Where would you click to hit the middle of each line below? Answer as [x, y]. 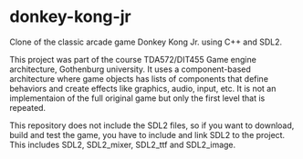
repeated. [28, 107]
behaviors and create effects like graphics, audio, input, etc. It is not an [143, 88]
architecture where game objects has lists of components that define [139, 78]
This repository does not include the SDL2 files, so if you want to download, [152, 125]
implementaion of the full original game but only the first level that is [137, 98]
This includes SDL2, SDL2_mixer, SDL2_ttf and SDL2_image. [123, 144]
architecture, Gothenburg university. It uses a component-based [130, 69]
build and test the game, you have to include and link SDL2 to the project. [147, 134]
